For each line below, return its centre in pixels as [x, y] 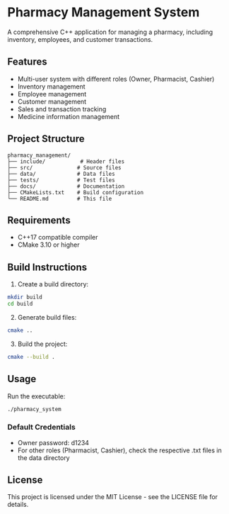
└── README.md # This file [60, 199]
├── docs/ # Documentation [66, 186]
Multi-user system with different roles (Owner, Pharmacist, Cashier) [116, 79]
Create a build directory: [53, 284]
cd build [20, 304]
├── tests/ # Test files [61, 180]
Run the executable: [36, 396]
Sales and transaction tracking [62, 109]
